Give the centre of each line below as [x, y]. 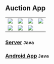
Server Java [20, 42]
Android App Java [27, 55]
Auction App [25, 8]
